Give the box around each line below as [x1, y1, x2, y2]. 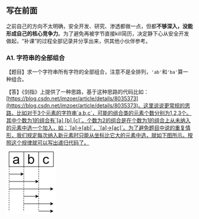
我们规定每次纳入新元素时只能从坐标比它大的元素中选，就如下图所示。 [16, 132, 188, 139]
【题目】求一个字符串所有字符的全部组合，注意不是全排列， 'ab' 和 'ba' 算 [6, 68, 184, 75]
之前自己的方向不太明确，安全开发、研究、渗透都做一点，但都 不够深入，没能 [6, 23, 193, 30]
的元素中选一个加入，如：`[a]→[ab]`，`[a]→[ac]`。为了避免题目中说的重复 [6, 124, 185, 132]
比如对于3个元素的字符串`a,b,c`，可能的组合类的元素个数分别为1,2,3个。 [16, 109, 192, 117]
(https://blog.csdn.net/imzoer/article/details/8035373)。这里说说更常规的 [6, 102, 185, 109]
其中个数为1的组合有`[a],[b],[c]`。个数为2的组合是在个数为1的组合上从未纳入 [6, 117, 191, 124]
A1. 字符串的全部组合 [6, 53, 65, 62]
